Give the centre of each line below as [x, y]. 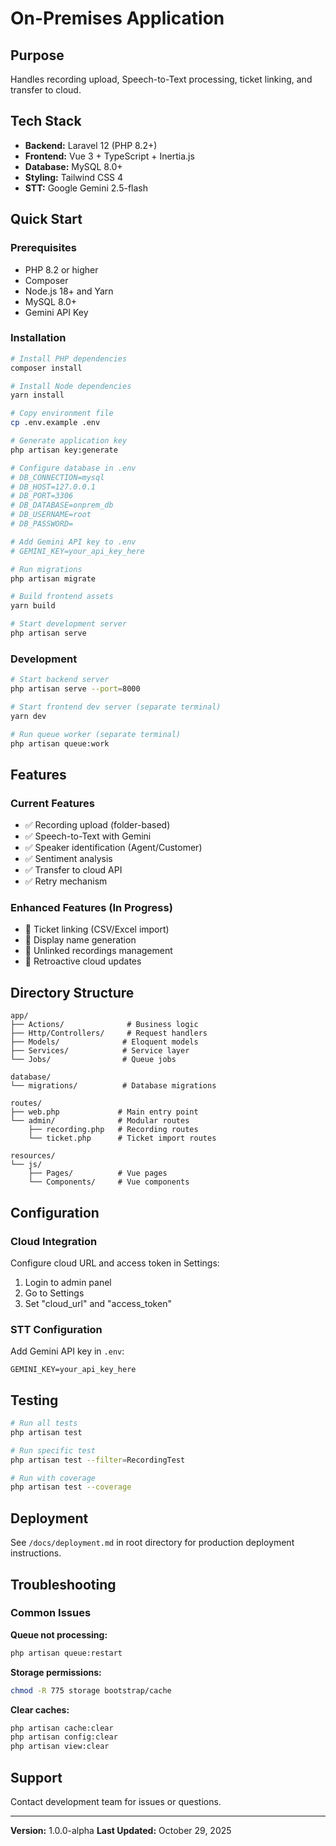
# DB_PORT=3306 [42, 496]
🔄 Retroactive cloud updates [83, 961]
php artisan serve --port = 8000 [75, 689]
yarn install [37, 395]
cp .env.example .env [55, 423]
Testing [34, 1400]
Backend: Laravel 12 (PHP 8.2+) [91, 145]
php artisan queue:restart [66, 1653]
